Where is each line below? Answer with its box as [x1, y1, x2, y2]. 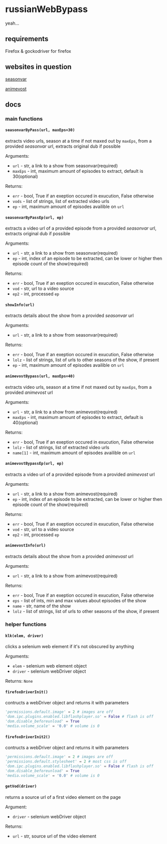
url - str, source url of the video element [12, 833, 97, 839]
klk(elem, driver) [5, 633, 44, 639]
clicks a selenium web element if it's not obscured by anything [5, 644, 134, 650]
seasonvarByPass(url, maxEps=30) [5, 128, 75, 133]
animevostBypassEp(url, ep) [5, 461, 64, 466]
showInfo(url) [5, 302, 35, 307]
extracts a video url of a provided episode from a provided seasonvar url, [5, 225, 156, 232]
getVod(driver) [5, 784, 37, 789]
